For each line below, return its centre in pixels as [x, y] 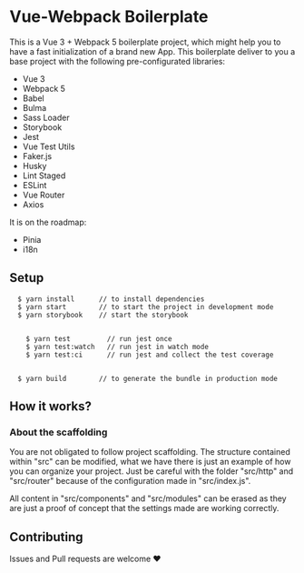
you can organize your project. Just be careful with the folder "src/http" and [152, 471]
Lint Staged [44, 176]
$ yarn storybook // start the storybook [103, 315]
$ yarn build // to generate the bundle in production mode [148, 378]
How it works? [51, 407]
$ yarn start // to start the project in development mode [146, 307]
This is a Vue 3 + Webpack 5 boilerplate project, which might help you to [145, 42]
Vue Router [44, 195]
